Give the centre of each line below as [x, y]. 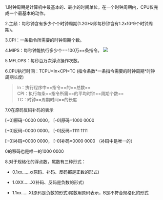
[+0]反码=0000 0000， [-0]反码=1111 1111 [46, 131]
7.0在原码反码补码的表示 [29, 110]
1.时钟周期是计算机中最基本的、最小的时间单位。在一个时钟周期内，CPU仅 [80, 7]
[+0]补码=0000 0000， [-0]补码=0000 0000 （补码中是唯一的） [70, 141]
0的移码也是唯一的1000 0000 [35, 151]
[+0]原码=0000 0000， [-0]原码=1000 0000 [50, 120]
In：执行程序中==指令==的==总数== [54, 87]
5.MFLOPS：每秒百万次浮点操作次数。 [43, 61]
